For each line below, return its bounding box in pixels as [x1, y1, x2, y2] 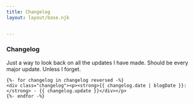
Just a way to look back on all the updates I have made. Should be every [6, 59, 189, 66]
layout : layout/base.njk [6, 15, 70, 21]
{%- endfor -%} [6, 93, 45, 99]
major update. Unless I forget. [6, 65, 81, 73]
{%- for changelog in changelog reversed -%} [6, 77, 124, 83]
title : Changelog [6, 8, 51, 15]
